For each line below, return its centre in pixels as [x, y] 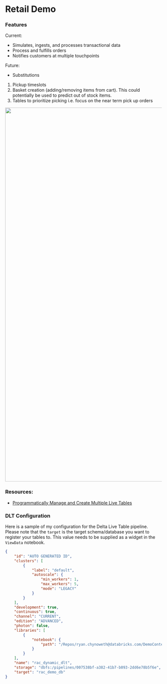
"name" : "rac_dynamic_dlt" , [43, 663]
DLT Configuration [28, 515]
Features [16, 25]
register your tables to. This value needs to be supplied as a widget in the [80, 537]
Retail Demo [31, 9]
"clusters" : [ [29, 561]
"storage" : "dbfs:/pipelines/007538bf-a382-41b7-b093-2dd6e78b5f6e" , [88, 667]
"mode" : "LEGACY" [59, 589]
